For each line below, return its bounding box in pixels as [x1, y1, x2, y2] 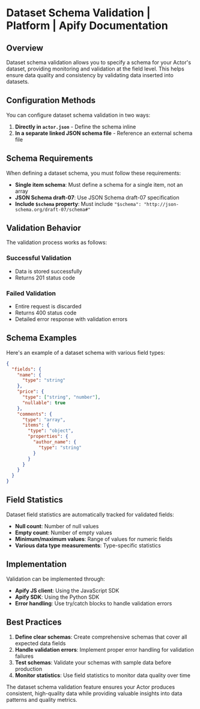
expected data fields [14, 639, 66, 647]
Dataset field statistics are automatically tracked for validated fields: [6, 511, 174, 518]
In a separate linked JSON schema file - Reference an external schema [14, 130, 193, 137]
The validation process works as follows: [6, 239, 108, 246]
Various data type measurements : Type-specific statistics [14, 542, 161, 549]
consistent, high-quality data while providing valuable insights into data [6, 690, 183, 697]
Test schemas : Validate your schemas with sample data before [14, 658, 172, 666]
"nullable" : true [22, 399, 66, 406]
